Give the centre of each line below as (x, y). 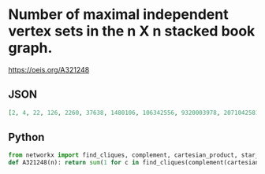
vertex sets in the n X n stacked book (132, 31)
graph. (30, 48)
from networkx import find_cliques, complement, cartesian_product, (123, 155)
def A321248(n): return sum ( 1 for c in (74, 163)
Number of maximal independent (118, 15)
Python (26, 137)
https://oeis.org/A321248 (49, 69)
